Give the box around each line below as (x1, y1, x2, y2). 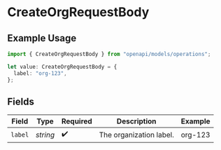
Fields (7, 95, 35, 107)
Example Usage (7, 32, 77, 44)
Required (61, 116, 92, 126)
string (35, 130, 55, 139)
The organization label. (99, 130, 175, 139)
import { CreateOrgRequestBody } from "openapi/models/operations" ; (7, 50, 211, 57)
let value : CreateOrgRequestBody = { (7, 63, 117, 70)
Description (116, 116, 157, 126)
